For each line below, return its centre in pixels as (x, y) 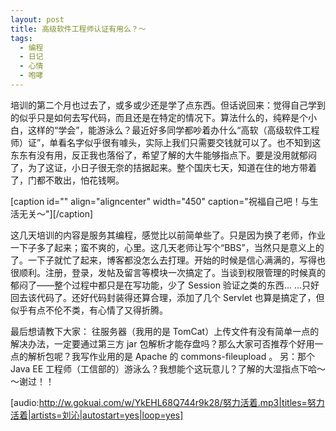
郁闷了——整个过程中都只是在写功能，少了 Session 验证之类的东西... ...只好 (165, 285)
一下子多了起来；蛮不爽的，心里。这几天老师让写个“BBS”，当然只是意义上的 (167, 247)
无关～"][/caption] (56, 213)
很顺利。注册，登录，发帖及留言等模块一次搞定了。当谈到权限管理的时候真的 (168, 272)
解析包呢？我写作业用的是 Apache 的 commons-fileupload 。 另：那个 (171, 356)
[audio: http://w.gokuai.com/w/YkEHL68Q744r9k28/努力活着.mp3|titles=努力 (167, 402)
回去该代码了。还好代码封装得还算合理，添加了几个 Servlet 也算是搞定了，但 (167, 297)
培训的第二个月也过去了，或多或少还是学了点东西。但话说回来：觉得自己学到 (168, 105)
